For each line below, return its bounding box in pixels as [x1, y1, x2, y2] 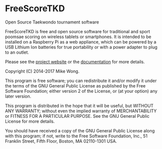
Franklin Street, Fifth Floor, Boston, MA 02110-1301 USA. [5, 138, 117, 144]
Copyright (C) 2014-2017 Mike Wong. [5, 68, 80, 74]
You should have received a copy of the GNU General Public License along [5, 128, 155, 133]
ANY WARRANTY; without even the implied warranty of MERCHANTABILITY [5, 108, 157, 114]
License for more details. [5, 118, 55, 124]
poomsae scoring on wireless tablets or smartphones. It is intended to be [5, 34, 152, 40]
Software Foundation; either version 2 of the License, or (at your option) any [5, 88, 158, 94]
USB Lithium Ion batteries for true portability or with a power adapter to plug [5, 44, 158, 50]
